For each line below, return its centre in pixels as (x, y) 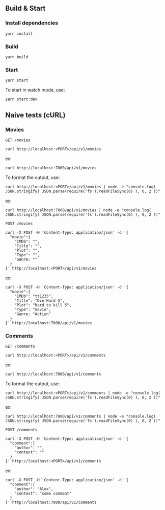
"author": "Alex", (34, 489)
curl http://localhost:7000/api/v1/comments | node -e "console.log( (81, 416)
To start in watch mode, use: (35, 90)
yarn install (19, 34)
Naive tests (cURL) (35, 115)
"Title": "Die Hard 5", (40, 301)
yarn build (17, 57)
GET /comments (20, 347)
